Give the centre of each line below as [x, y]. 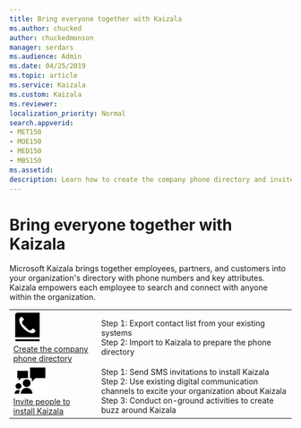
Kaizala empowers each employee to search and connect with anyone [139, 287]
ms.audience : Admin [46, 57]
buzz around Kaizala [138, 410]
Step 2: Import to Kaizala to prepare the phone [186, 342]
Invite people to [42, 402]
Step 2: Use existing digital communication [180, 381]
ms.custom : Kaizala [46, 94]
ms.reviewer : [34, 104]
